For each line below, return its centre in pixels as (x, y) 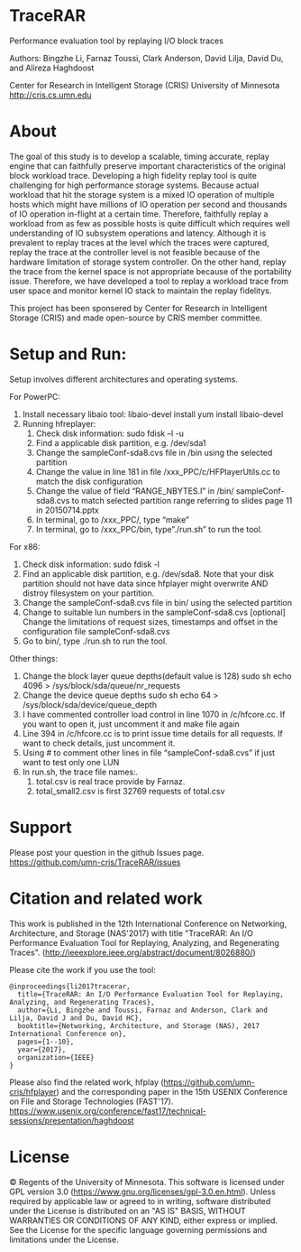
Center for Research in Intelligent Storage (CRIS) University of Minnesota (145, 85)
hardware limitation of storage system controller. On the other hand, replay (148, 262)
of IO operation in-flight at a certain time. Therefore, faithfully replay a (139, 214)
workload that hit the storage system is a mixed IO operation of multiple (142, 194)
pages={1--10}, (46, 1042)
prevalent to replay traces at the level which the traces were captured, (140, 242)
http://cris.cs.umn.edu (50, 95)
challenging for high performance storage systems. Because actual (134, 185)
